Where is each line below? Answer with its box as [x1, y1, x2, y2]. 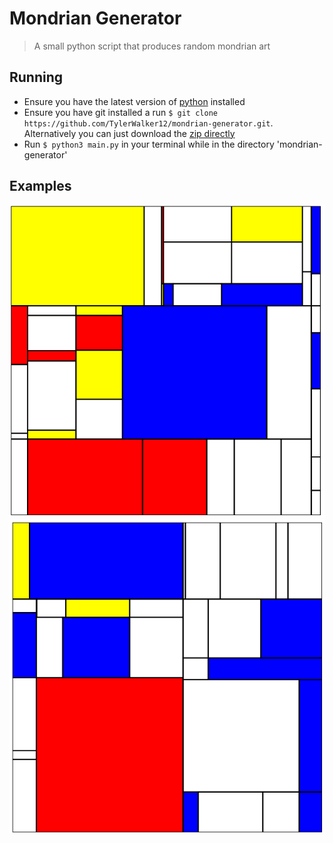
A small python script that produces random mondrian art [33, 40, 271, 52]
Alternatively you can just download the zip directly [23, 127, 236, 139]
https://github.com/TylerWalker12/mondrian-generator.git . [23, 117, 274, 129]
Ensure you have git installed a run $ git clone [23, 106, 218, 118]
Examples [9, 178, 72, 195]
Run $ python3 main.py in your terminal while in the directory [23, 138, 275, 150]
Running [9, 69, 64, 86]
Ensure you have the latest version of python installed [23, 95, 246, 107]
